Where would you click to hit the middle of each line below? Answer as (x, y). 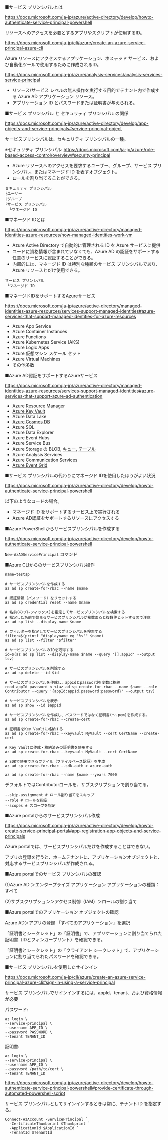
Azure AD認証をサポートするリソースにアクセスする (66, 518)
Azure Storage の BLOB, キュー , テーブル (54, 449)
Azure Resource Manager (39, 406)
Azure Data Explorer (33, 432)
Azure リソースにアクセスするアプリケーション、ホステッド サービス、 (78, 58)
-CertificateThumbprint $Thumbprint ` (50, 1124)
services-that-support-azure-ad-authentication (54, 396)
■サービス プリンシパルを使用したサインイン (52, 967)
